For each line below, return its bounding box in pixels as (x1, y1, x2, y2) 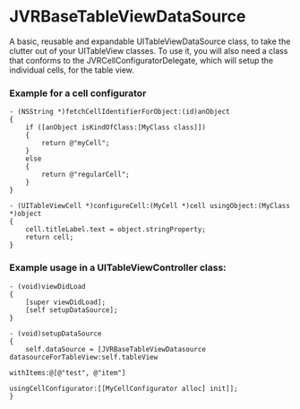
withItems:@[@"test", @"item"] (9, 368, 126, 378)
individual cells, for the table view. (9, 65, 134, 75)
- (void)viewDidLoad (9, 282, 87, 291)
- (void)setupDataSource (9, 329, 102, 338)
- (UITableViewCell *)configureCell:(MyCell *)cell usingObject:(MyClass (9, 202, 291, 211)
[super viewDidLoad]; (25, 298, 106, 307)
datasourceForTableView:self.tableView (9, 352, 159, 361)
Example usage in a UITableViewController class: (9, 262, 227, 274)
